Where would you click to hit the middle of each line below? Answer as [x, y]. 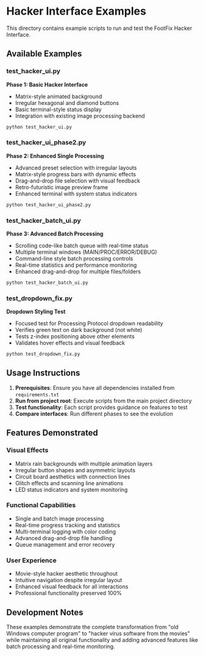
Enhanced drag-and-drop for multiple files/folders [78, 271]
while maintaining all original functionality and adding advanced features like [102, 640]
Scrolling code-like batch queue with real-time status [82, 245]
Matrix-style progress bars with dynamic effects [76, 174]
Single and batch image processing [59, 518]
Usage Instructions [43, 373]
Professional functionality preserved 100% [68, 593]
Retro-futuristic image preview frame [62, 187]
